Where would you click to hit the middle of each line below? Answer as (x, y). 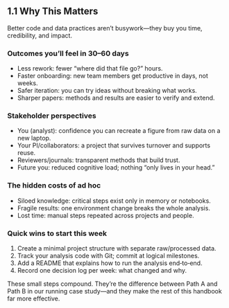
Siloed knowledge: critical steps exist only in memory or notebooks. (114, 201)
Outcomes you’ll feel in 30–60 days (68, 53)
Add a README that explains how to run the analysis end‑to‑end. (110, 263)
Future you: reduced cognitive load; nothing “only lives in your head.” (116, 167)
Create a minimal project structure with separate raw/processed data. (117, 248)
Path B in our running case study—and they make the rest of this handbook (114, 291)
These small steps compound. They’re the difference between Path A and (112, 284)
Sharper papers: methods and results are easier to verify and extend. (116, 98)
